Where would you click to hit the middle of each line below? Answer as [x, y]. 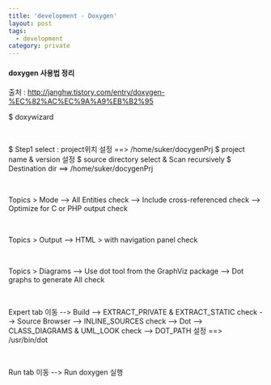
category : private [39, 46]
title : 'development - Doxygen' [63, 16]
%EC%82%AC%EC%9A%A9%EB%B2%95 [81, 101]
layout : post [30, 23]
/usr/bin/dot [28, 340]
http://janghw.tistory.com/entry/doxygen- [96, 92]
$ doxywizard [31, 117]
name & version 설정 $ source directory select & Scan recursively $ [120, 159]
